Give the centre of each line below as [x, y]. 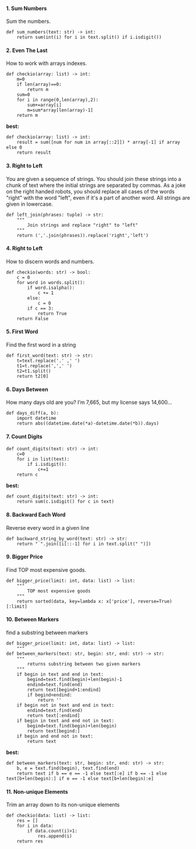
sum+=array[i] [44, 105]
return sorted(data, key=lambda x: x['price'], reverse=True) [94, 601]
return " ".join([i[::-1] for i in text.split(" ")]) [84, 544]
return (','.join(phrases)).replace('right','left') [83, 235]
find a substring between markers [47, 633]
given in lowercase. [30, 204]
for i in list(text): [43, 459]
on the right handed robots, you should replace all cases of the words [90, 191]
